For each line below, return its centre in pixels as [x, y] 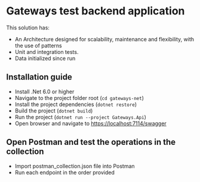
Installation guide [39, 77]
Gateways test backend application [96, 11]
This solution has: [28, 28]
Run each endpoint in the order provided [65, 172]
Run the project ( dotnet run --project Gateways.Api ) [80, 117]
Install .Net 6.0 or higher [44, 92]
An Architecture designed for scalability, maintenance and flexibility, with [104, 39]
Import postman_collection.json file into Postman [75, 166]
